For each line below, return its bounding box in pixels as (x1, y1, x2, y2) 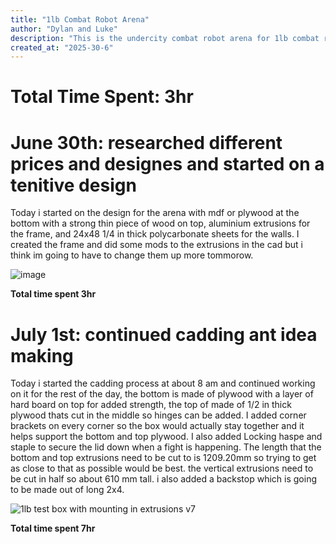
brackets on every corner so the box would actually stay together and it (10, 420, 305, 432)
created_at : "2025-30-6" (10, 42, 114, 53)
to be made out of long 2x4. (10, 484, 125, 496)
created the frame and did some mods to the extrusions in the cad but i (10, 239, 303, 251)
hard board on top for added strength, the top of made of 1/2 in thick (10, 399, 292, 411)
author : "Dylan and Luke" (10, 24, 118, 34)
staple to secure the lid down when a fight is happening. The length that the (10, 441, 322, 453)
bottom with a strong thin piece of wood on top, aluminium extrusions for (10, 217, 311, 230)
